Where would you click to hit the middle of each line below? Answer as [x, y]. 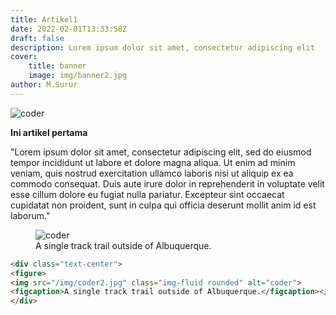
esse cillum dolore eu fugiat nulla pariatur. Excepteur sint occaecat [147, 194]
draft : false [37, 38]
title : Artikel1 [44, 19]
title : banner [57, 66]
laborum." [30, 215]
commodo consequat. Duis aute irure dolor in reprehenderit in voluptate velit [167, 183]
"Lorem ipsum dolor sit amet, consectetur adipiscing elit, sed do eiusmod [161, 152]
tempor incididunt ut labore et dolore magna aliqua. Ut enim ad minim [153, 162]
